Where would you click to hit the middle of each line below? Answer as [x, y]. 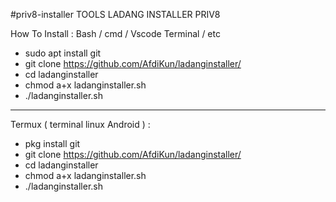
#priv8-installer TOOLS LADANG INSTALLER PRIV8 [115, 14]
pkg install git [52, 143]
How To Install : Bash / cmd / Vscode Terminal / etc [115, 33]
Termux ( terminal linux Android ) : [80, 124]
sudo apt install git [63, 53]
